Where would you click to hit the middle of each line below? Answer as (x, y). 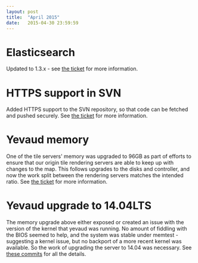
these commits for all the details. (46, 254)
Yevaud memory (48, 140)
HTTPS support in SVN (64, 93)
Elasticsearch (41, 52)
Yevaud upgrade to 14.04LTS (79, 206)
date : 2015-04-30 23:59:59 (42, 23)
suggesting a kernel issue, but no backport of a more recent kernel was (94, 242)
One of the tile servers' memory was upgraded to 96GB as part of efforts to (99, 156)
